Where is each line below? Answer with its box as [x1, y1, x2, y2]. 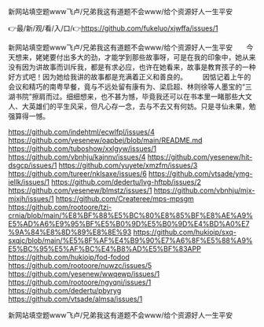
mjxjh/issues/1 [8, 194, 54, 203]
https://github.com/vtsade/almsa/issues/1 [8, 294, 143, 303]
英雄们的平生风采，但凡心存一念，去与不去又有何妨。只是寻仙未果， [28, 101, 249, 111]
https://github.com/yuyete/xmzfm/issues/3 [58, 160, 198, 170]
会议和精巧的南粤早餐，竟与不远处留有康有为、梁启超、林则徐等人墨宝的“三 [8, 82, 253, 91]
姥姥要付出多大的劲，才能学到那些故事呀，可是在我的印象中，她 [35, 53, 242, 61]
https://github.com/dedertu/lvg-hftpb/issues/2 [50, 178, 202, 186]
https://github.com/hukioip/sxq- [133, 227, 237, 237]
